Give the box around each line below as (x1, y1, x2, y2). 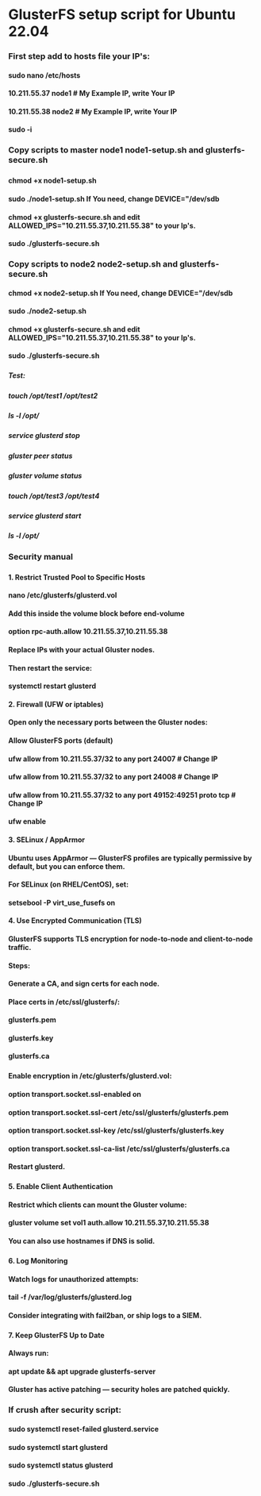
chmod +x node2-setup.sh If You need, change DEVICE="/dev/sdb (8, 288, 233, 298)
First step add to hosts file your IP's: (8, 51, 151, 62)
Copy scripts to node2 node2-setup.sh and (8, 259, 178, 270)
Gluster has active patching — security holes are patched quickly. (8, 1385, 230, 1394)
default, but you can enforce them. (8, 861, 125, 871)
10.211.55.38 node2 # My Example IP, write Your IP (8, 106, 177, 116)
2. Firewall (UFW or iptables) (8, 699, 105, 709)
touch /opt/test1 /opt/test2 (8, 390, 98, 400)
